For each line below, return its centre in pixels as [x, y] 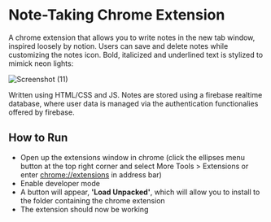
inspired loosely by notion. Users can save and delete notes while [118, 46]
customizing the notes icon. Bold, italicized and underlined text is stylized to [135, 54]
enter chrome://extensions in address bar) [91, 174]
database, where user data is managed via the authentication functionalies [133, 103]
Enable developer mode [60, 183]
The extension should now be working [84, 209]
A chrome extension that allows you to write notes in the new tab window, [132, 37]
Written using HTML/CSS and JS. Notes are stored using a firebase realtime [135, 94]
